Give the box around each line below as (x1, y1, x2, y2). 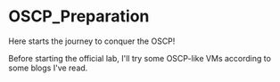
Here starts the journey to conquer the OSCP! (8, 36, 176, 46)
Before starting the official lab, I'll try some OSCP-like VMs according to (8, 53, 271, 63)
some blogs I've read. (8, 62, 88, 73)
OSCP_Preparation (8, 6, 150, 27)
